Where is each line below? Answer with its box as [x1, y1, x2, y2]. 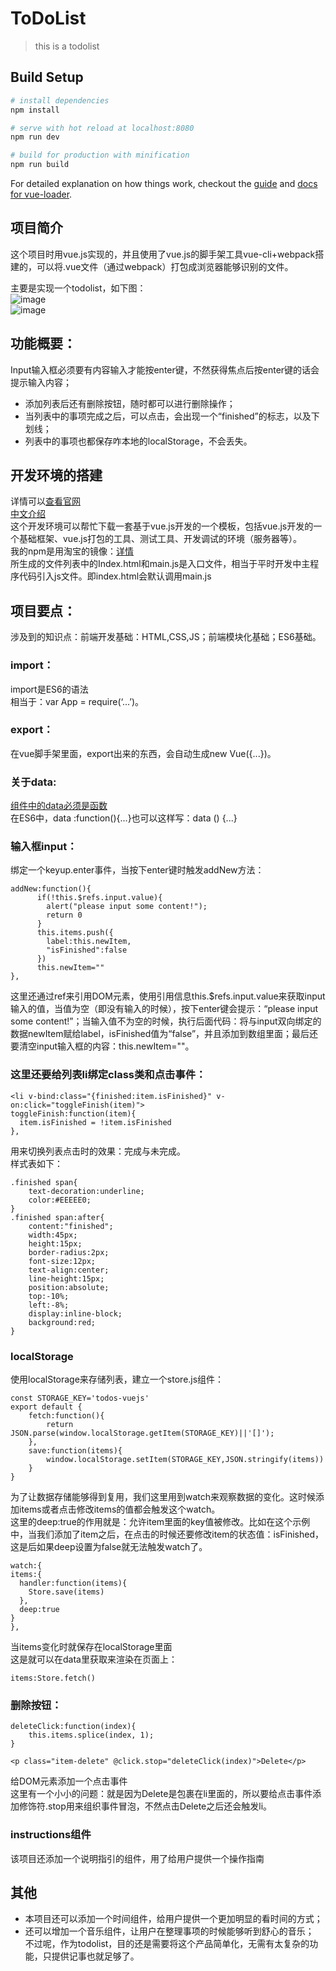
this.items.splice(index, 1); [28, 1730, 155, 1741]
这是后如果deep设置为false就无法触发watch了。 [10, 1541, 208, 1553]
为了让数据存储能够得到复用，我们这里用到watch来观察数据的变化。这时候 [10, 1491, 317, 1503]
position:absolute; [28, 1282, 110, 1292]
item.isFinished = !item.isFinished [19, 1117, 172, 1127]
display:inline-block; [28, 1308, 123, 1319]
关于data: [10, 775, 57, 789]
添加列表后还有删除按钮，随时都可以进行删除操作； [24, 397, 236, 409]
